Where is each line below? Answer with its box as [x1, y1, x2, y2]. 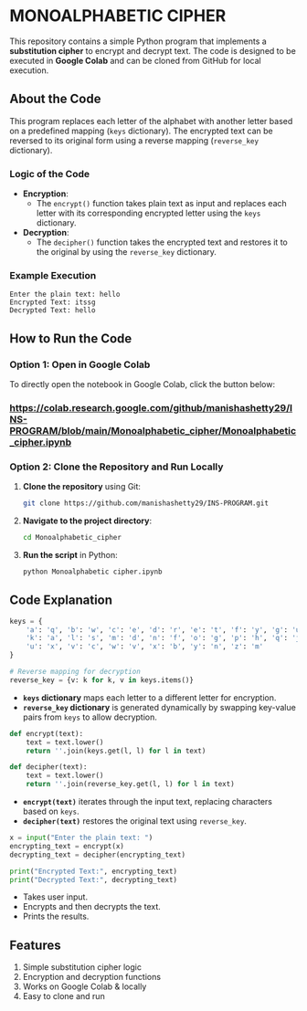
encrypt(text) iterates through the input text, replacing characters [22, 796, 272, 807]
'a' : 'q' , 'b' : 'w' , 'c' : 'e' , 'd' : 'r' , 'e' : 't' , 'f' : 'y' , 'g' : [26, 625, 289, 635]
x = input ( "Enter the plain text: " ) [9, 833, 153, 843]
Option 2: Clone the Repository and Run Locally [9, 460, 224, 473]
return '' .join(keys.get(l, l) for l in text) [26, 746, 206, 755]
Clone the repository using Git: [22, 481, 142, 492]
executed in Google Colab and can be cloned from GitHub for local [9, 55, 262, 66]
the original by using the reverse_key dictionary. [36, 247, 217, 258]
